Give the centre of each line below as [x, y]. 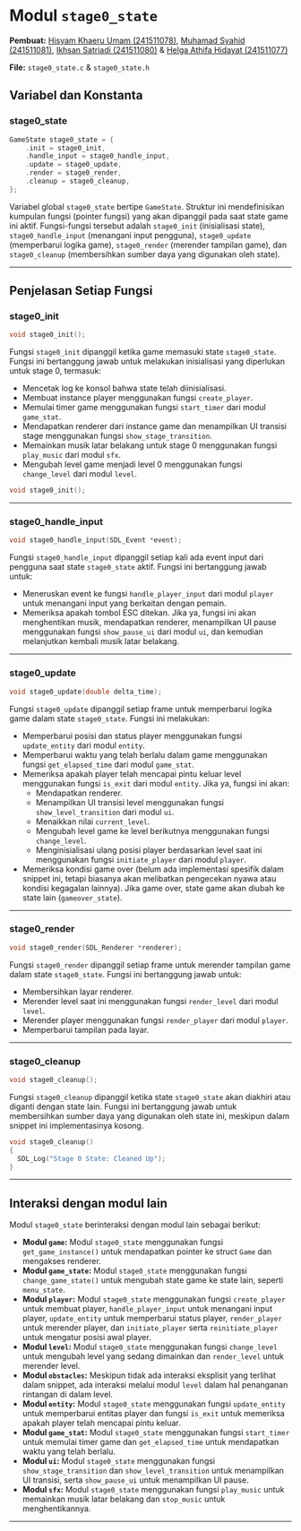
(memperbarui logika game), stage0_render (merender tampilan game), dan [148, 245]
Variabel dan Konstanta [76, 95]
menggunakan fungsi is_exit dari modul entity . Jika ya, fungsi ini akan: [156, 783]
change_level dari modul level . [79, 474]
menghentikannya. [56, 1509]
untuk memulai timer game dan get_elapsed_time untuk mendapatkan [150, 1442]
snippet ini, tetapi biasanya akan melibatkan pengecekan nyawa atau [149, 878]
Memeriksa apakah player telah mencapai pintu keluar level [132, 774]
